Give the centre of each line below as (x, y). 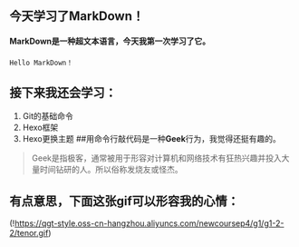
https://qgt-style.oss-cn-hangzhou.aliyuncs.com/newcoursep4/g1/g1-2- (149, 223)
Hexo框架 (40, 128)
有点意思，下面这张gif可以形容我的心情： (125, 201)
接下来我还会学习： (63, 92)
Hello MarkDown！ (42, 63)
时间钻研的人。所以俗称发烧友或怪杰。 (111, 170)
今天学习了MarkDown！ (77, 16)
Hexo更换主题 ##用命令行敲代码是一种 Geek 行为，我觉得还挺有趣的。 (151, 139)
